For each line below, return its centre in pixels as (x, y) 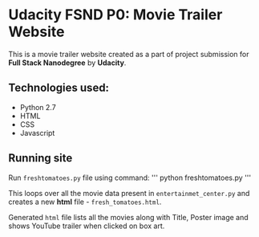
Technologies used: (59, 88)
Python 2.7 (38, 107)
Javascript (37, 133)
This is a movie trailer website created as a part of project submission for (129, 54)
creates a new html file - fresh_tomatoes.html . (85, 202)
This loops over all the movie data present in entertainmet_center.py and (129, 193)
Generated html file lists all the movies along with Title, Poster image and (128, 217)
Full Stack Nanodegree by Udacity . (67, 63)
